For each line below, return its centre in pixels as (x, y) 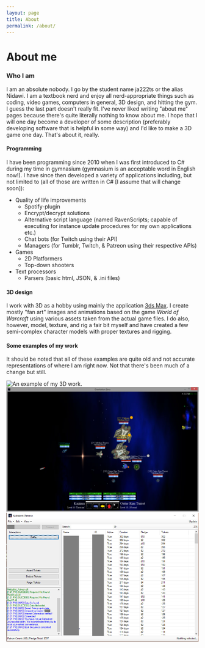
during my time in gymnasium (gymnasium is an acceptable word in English (101, 169)
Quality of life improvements (51, 200)
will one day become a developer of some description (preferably (88, 122)
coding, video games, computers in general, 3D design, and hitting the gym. (102, 102)
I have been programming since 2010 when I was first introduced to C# (95, 163)
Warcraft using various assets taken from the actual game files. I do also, (98, 318)
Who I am (20, 76)
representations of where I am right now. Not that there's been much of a (98, 366)
